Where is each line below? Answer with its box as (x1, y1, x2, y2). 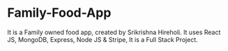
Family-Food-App (7, 5, 112, 21)
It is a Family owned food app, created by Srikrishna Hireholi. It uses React (7, 28, 221, 36)
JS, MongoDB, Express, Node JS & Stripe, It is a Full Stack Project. (7, 35, 199, 43)
